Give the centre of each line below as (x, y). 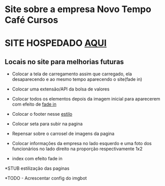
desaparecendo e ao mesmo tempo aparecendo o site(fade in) (77, 79)
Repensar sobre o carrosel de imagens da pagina (63, 134)
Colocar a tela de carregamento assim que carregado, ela (72, 74)
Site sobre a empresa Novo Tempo (78, 9)
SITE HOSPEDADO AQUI (56, 43)
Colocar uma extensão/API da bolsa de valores (61, 89)
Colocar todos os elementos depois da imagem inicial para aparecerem (86, 99)
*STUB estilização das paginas (37, 168)
